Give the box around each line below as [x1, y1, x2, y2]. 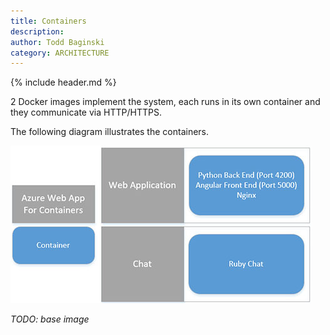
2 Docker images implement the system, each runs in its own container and [10, 96, 321, 108]
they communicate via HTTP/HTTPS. [10, 106, 162, 119]
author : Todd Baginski [10, 37, 105, 47]
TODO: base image [10, 313, 90, 325]
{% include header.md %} [10, 76, 117, 89]
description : [10, 26, 65, 37]
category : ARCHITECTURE [10, 48, 110, 58]
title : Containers [10, 16, 87, 26]
